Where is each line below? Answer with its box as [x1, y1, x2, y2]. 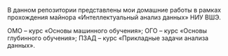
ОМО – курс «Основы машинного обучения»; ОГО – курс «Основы [7, 27, 208, 35]
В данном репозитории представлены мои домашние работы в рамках [7, 6, 222, 14]
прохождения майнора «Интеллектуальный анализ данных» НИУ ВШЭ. [7, 13, 221, 21]
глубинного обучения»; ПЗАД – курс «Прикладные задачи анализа [7, 34, 209, 42]
